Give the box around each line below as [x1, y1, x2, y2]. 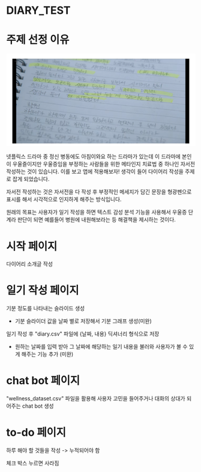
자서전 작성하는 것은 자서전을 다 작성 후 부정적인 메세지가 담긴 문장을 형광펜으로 [6, 188, 192, 195]
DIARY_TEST [6, 4, 71, 17]
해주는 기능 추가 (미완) [21, 351, 74, 358]
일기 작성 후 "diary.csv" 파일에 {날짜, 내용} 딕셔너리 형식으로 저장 [6, 330, 160, 337]
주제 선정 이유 [6, 33, 70, 47]
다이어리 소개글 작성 [6, 260, 53, 268]
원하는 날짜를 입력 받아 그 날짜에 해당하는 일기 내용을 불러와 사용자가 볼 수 [14, 343, 188, 351]
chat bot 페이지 [6, 374, 80, 388]
